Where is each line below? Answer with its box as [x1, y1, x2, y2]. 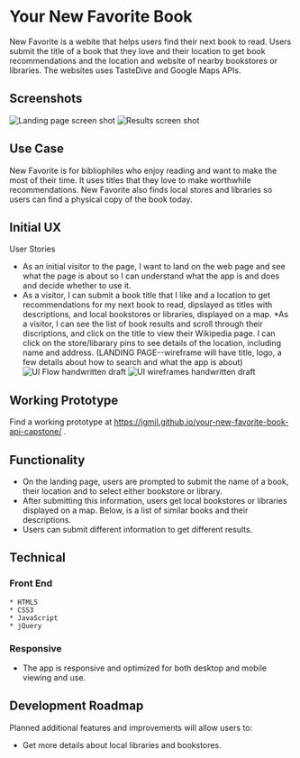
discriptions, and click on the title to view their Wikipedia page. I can [22, 328, 277, 339]
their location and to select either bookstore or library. [22, 486, 223, 497]
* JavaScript [9, 613, 59, 623]
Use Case [9, 142, 65, 157]
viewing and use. [22, 671, 86, 682]
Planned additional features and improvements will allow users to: [9, 722, 253, 733]
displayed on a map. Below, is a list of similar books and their [22, 505, 249, 516]
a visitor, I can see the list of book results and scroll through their [22, 318, 264, 330]
